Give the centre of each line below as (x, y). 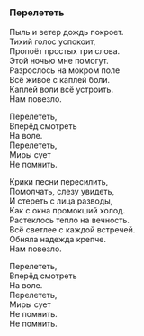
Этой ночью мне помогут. (59, 61)
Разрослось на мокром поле (65, 70)
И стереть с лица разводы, (61, 201)
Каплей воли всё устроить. (62, 90)
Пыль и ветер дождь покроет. (67, 32)
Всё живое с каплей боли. (60, 80)
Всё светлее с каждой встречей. (72, 230)
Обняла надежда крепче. (58, 240)
